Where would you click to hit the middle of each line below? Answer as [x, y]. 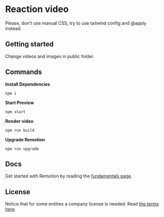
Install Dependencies [28, 84]
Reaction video [37, 9]
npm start [15, 112]
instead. [13, 28]
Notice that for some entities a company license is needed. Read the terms [82, 204]
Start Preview [19, 102]
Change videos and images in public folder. [50, 56]
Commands [24, 72]
